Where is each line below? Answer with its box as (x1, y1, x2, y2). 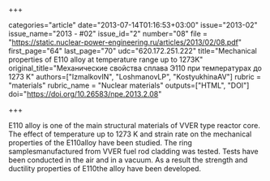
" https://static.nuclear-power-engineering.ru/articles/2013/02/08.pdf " (8, 37, 242, 47)
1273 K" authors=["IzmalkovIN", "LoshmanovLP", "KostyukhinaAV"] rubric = (8, 72, 262, 81)
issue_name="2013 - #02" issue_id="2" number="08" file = (8, 29, 208, 38)
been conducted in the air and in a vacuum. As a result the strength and (8, 155, 248, 165)
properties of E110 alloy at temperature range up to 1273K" (8, 54, 204, 64)
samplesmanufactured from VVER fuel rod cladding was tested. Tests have (8, 147, 259, 156)
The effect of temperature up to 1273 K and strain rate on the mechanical (8, 129, 252, 139)
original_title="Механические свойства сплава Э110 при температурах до (8, 63, 262, 73)
